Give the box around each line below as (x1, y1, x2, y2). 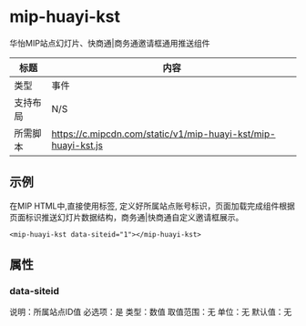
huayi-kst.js (51, 138, 103, 151)
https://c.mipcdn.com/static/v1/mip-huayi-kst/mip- (51, 127, 276, 140)
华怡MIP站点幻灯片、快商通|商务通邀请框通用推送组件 (9, 37, 211, 48)
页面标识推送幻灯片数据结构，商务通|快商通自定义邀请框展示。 (9, 211, 244, 222)
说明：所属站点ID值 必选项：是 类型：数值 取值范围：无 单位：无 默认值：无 (9, 307, 292, 318)
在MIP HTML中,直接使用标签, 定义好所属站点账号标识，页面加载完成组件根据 (9, 200, 296, 211)
